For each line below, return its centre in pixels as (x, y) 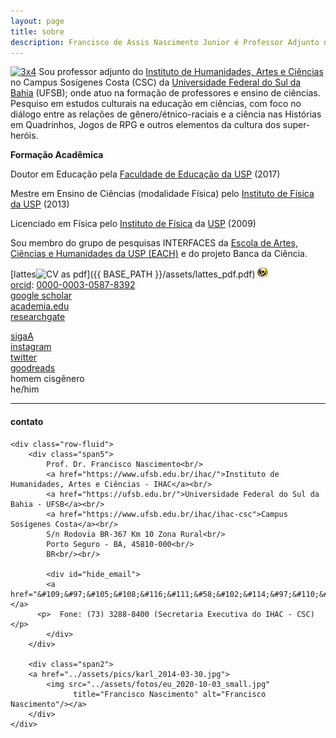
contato (27, 421)
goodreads (33, 368)
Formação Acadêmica (57, 155)
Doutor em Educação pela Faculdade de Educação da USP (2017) (145, 174)
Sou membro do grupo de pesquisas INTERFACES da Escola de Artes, (154, 243)
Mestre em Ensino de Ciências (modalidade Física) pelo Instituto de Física (162, 194)
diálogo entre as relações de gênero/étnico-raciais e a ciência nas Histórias (166, 114)
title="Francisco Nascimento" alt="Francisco (170, 694)
